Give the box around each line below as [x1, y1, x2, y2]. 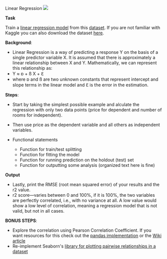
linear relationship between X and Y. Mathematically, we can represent [12, 60, 157, 66]
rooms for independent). [12, 112, 63, 118]
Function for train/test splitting [19, 146, 82, 152]
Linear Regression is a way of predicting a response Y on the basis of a [12, 49, 158, 55]
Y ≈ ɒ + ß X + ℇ [12, 71, 44, 77]
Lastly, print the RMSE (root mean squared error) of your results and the [12, 182, 160, 187]
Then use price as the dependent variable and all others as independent [12, 122, 160, 128]
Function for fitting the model [19, 152, 80, 157]
